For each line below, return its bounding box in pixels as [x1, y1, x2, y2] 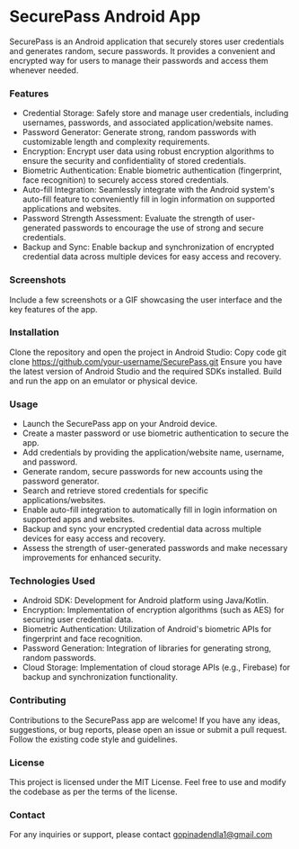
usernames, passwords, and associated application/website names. [22, 117, 274, 128]
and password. [22, 456, 78, 467]
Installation [9, 326, 60, 339]
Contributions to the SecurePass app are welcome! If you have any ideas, [9, 714, 281, 726]
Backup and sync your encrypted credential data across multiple [22, 524, 262, 535]
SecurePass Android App [9, 6, 201, 27]
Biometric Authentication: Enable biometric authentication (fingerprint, [22, 165, 283, 176]
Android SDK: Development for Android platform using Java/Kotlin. [22, 595, 269, 606]
